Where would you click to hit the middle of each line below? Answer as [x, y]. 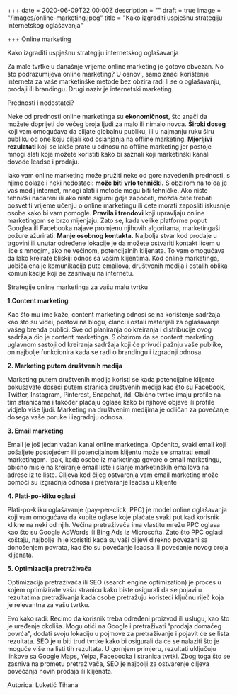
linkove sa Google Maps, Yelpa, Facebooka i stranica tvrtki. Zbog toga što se [119, 656]
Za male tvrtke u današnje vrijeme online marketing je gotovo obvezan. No [116, 66]
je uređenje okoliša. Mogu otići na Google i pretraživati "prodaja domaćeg [115, 626]
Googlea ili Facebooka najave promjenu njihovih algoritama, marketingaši [114, 228]
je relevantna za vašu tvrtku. [49, 605]
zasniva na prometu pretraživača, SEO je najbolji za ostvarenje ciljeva [109, 664]
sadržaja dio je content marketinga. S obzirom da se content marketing [110, 337]
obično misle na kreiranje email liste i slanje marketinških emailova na [108, 467]
